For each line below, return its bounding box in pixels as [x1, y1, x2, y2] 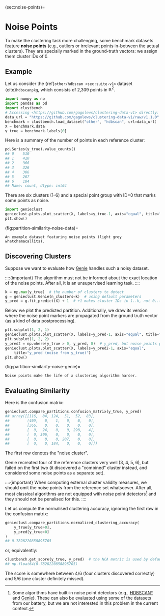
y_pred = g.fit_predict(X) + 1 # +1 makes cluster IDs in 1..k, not [5, 298, 151, 304]
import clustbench [5, 106, 43, 111]
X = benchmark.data [5, 124, 45, 129]
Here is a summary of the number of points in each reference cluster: [5, 137, 145, 143]
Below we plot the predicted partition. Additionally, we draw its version [5, 307, 148, 314]
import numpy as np [5, 96, 45, 101]
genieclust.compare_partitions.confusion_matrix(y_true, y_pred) [5, 409, 141, 414]
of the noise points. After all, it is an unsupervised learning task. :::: [5, 280, 140, 286]
